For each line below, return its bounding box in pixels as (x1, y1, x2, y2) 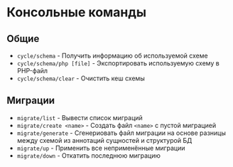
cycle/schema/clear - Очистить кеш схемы (16, 74, 145, 82)
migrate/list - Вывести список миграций (16, 113, 143, 122)
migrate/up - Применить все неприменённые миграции (16, 144, 185, 152)
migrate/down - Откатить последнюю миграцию (16, 151, 161, 160)
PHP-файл (16, 67, 48, 75)
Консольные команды (6, 4, 147, 21)
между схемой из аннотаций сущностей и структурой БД (16, 136, 193, 144)
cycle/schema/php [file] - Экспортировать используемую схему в (16, 59, 220, 68)
